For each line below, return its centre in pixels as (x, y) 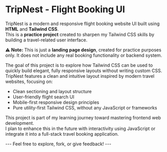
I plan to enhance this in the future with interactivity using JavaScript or (80, 128)
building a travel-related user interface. (46, 40)
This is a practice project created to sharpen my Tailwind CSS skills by (80, 34)
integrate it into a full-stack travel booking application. (62, 134)
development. (20, 123)
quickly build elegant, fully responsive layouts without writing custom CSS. (84, 71)
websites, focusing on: (29, 81)
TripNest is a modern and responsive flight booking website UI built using (82, 24)
